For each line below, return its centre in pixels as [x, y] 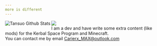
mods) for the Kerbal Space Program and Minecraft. [57, 33]
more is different [24, 9]
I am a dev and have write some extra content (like [101, 28]
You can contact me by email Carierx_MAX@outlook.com [62, 38]
